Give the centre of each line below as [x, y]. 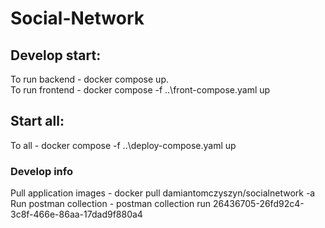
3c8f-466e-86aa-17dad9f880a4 [76, 214]
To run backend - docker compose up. [89, 79]
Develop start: [56, 55]
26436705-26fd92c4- [258, 204]
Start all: [37, 121]
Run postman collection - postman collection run [111, 204]
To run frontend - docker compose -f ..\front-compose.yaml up [140, 90]
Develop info [41, 171]
